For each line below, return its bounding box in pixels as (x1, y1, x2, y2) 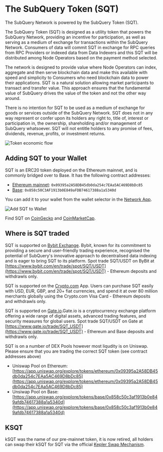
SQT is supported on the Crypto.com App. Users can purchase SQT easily (5, 282, 154, 288)
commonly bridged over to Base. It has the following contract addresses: (5, 172, 151, 178)
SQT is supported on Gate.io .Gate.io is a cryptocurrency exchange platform (5, 308, 156, 314)
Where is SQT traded (5, 229, 70, 238)
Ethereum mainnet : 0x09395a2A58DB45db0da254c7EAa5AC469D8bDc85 (12, 182, 143, 188)
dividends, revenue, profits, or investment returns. (5, 131, 106, 136)
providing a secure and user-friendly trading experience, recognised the (5, 247, 150, 253)
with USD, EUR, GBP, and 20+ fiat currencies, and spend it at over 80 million (5, 288, 158, 294)
